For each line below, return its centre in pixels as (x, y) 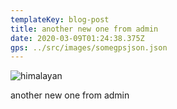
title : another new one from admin (84, 29)
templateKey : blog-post (60, 19)
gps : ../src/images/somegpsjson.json (89, 47)
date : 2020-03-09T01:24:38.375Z (77, 38)
